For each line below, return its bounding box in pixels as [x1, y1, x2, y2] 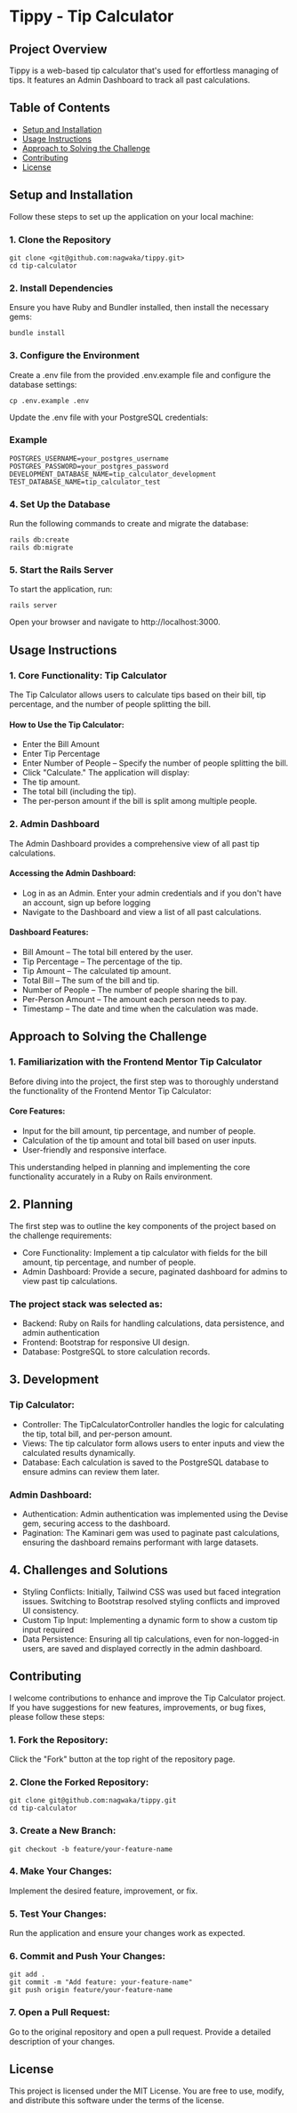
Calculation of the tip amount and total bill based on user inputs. [21, 1135, 257, 1145]
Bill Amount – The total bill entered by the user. [21, 947, 194, 957]
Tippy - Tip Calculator [9, 6, 174, 27]
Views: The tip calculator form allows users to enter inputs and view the [21, 1438, 285, 1449]
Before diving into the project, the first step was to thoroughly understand [9, 1076, 279, 1087]
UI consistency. [21, 1605, 79, 1616]
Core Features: [9, 1105, 66, 1117]
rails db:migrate [9, 543, 74, 552]
